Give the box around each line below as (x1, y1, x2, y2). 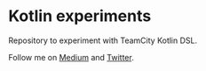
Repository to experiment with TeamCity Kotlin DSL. (8, 35, 197, 46)
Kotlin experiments (8, 6, 152, 26)
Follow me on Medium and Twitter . (8, 52, 134, 62)
